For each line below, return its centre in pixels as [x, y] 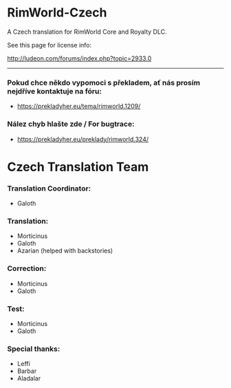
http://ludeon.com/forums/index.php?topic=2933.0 [79, 58]
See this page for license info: [49, 45]
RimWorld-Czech [57, 13]
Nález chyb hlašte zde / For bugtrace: [71, 124]
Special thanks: [34, 349]
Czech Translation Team [78, 167]
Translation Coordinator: [49, 188]
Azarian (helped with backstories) [65, 251]
